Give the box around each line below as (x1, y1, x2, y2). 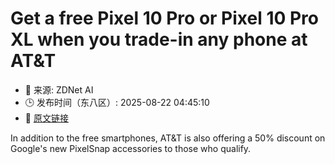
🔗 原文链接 (24, 112, 69, 124)
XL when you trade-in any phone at (10, 28, 308, 51)
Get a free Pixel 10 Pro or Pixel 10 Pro (10, 7, 320, 30)
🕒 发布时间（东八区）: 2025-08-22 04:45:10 (24, 96, 210, 108)
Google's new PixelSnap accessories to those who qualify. (10, 142, 252, 154)
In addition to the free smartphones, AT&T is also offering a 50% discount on (10, 132, 326, 144)
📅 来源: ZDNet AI (24, 83, 94, 96)
